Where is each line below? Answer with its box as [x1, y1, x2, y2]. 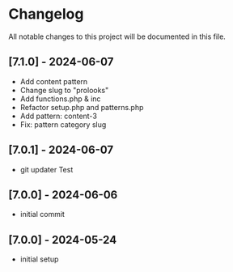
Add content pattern [19, 76, 88, 86]
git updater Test [19, 164, 74, 174]
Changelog [8, 5, 84, 23]
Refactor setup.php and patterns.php [19, 102, 144, 112]
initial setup [19, 254, 59, 264]
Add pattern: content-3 [19, 111, 97, 121]
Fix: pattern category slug [19, 119, 107, 130]
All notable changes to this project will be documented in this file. [8, 32, 227, 41]
